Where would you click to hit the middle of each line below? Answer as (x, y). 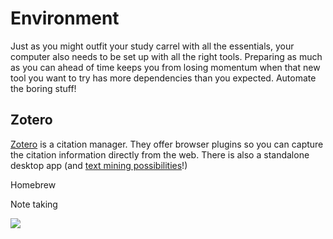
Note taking (34, 204)
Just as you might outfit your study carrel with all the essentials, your (152, 46)
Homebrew (33, 184)
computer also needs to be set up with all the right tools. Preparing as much (166, 56)
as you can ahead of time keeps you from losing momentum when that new (165, 67)
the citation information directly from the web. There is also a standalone (160, 154)
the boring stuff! (43, 88)
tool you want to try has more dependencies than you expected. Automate (163, 78)
